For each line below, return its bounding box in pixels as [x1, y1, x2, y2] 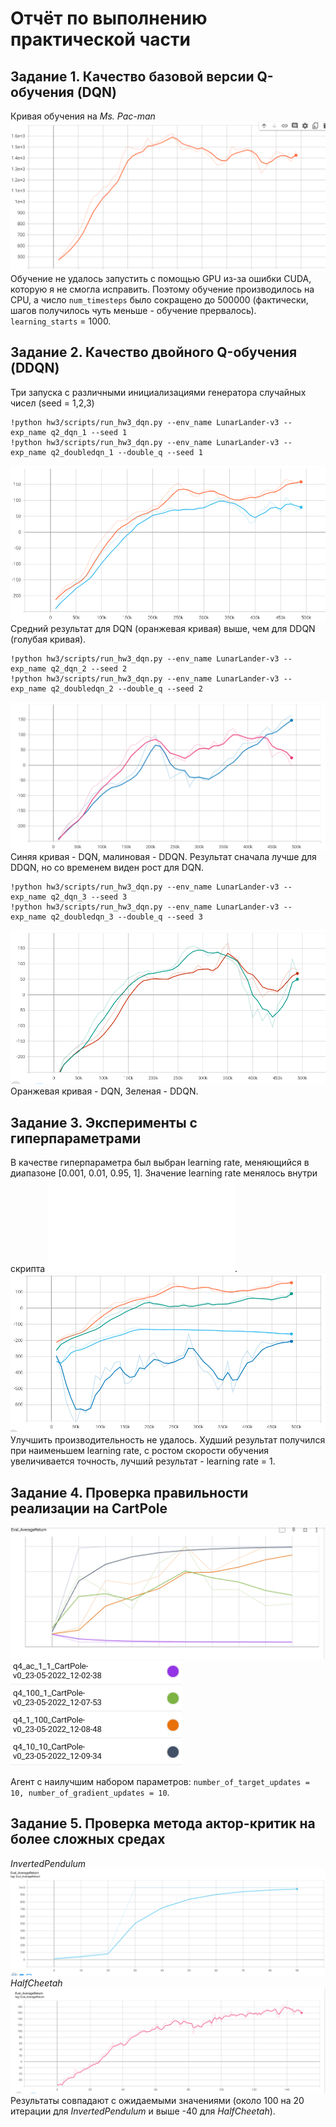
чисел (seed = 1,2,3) [10, 397, 95, 409]
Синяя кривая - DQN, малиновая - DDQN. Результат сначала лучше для [10, 850, 317, 862]
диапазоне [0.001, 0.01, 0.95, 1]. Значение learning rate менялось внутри [10, 1167, 318, 1179]
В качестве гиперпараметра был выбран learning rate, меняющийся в [10, 1156, 310, 1168]
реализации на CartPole [10, 1500, 168, 1517]
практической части [10, 28, 191, 51]
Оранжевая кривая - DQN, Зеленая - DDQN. [10, 1085, 199, 1097]
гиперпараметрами [10, 1130, 142, 1147]
